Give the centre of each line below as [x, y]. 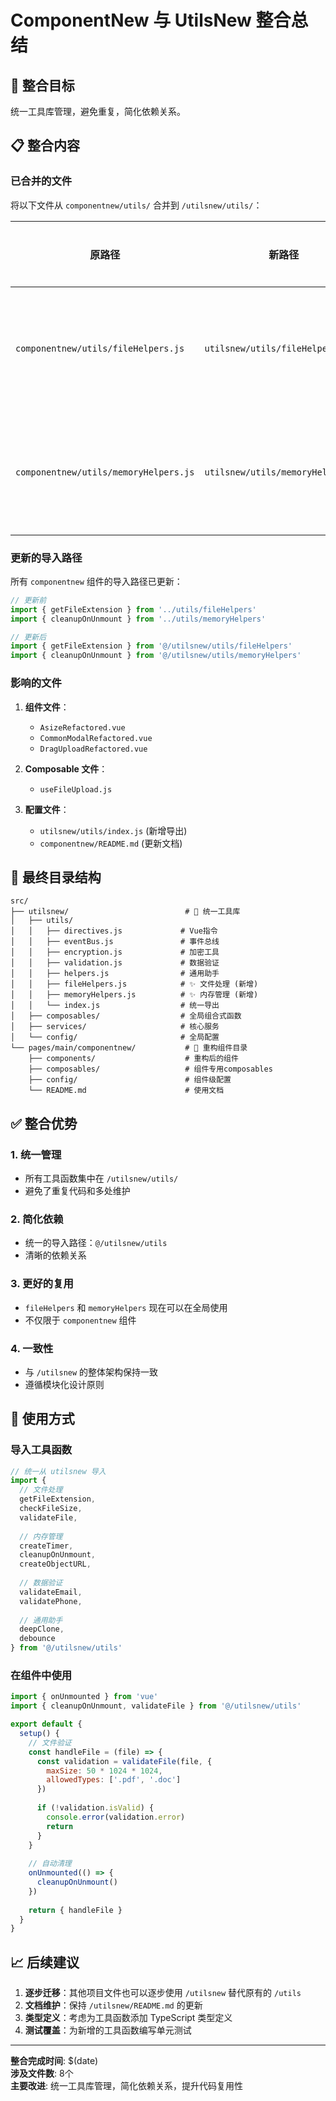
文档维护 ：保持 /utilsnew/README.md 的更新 [113, 2005]
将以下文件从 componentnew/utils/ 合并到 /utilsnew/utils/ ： [136, 205]
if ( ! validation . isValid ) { [95, 1808]
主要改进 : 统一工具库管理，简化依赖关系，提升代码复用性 [126, 2086]
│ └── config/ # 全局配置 [115, 1037]
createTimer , [46, 1546]
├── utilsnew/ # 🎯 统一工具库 [125, 912]
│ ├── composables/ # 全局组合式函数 [126, 1016]
